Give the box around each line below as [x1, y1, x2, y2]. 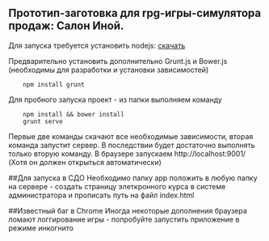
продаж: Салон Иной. [8, 19, 124, 33]
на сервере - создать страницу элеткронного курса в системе [8, 181, 226, 191]
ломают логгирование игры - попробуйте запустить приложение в [8, 214, 240, 224]
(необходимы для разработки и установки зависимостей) [8, 65, 209, 74]
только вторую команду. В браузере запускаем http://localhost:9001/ [8, 149, 246, 159]
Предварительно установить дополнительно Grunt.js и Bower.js [8, 56, 228, 66]
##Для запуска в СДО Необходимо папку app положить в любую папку [8, 173, 258, 183]
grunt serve [23, 117, 63, 125]
